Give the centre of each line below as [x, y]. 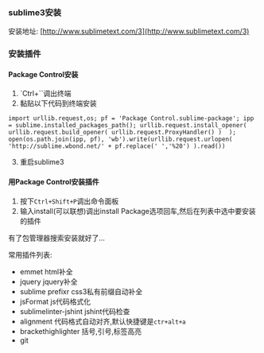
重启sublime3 [42, 162]
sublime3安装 [35, 12]
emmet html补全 [46, 271]
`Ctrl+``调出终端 [45, 94]
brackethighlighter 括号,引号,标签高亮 [80, 331]
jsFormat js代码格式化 [55, 301]
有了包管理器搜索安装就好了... [57, 238]
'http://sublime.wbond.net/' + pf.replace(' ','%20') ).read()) [117, 146]
